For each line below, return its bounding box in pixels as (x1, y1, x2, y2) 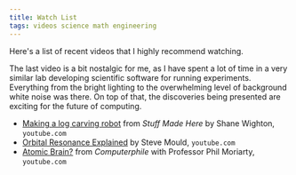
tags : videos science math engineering (9, 21, 157, 30)
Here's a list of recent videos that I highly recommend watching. (9, 45, 244, 56)
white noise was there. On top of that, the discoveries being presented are (9, 91, 282, 102)
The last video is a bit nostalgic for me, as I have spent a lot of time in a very (9, 63, 288, 74)
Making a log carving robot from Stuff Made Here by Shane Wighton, (21, 117, 276, 129)
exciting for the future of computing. (9, 100, 142, 111)
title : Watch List (9, 12, 77, 22)
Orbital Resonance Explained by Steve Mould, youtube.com (21, 137, 236, 147)
